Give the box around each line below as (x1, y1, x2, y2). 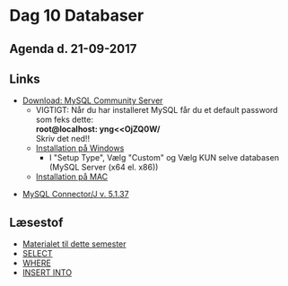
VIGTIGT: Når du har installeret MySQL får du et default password (35, 105, 278, 116)
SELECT (22, 248, 53, 259)
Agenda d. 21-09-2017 (9, 41, 137, 56)
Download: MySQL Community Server (22, 95, 163, 106)
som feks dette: (35, 114, 94, 126)
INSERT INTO (22, 267, 73, 278)
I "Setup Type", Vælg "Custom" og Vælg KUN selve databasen (48, 152, 280, 163)
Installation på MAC (35, 171, 109, 182)
